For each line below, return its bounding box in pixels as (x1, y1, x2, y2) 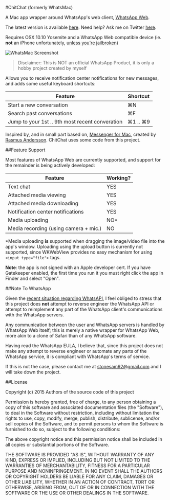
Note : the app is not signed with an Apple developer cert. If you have (5, 264, 151, 271)
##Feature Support (5, 147, 46, 153)
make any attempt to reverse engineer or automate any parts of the (5, 348, 147, 354)
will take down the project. (5, 369, 61, 375)
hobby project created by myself (17, 65, 87, 71)
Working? (107, 174, 131, 182)
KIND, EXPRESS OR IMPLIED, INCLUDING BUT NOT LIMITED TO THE (5, 457, 151, 463)
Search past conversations (8, 110, 73, 117)
